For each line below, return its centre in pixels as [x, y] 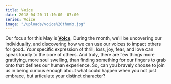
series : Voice [20, 19]
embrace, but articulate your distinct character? [55, 76]
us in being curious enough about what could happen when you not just [81, 71]
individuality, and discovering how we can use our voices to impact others [83, 44]
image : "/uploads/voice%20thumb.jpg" [45, 24]
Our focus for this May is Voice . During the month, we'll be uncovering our [83, 38]
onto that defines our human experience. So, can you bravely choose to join [85, 65]
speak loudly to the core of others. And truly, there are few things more [80, 55]
